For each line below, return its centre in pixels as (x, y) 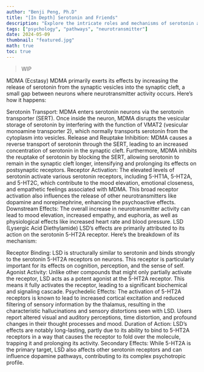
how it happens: (26, 100)
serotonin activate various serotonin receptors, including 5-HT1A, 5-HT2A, (99, 176)
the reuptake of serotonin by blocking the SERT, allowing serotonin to (93, 157)
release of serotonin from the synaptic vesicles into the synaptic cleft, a (96, 87)
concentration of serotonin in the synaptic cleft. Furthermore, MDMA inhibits (102, 150)
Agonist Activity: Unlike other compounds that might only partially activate (99, 272)
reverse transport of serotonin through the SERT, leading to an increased (97, 144)
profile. (15, 362)
